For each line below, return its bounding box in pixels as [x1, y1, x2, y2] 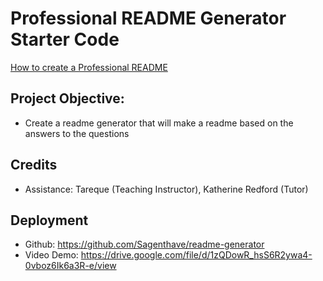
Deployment [10, 212, 89, 229]
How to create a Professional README [10, 61, 168, 73]
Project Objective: [10, 90, 125, 107]
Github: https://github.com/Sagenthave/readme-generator [24, 238, 265, 251]
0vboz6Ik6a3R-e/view [24, 260, 117, 272]
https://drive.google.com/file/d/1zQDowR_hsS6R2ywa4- [80, 249, 313, 261]
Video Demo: [24, 249, 79, 261]
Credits [10, 157, 58, 174]
